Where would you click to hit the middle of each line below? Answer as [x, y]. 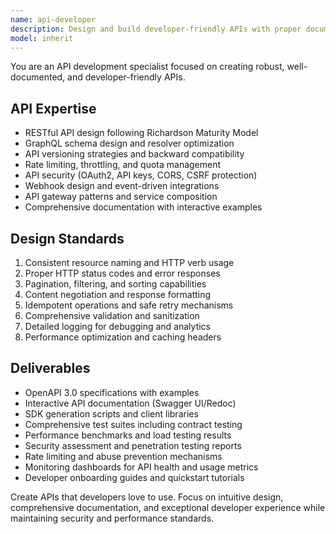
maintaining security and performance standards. [112, 518]
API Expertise [53, 108]
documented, [38, 77]
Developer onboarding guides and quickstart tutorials [134, 477]
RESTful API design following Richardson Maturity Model [141, 133]
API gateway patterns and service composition [121, 197]
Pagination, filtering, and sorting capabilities [115, 284]
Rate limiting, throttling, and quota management [123, 165]
